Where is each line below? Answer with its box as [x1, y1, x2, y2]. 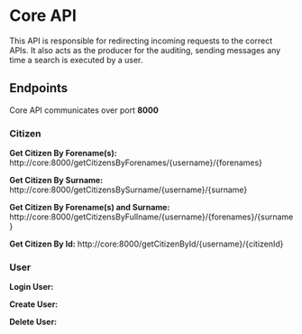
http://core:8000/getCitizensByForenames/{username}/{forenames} [9, 157, 263, 168]
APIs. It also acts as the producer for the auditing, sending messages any [9, 44, 281, 55]
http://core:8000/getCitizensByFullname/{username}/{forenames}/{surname [9, 211, 294, 222]
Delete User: [9, 317, 58, 328]
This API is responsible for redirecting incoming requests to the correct [9, 35, 273, 46]
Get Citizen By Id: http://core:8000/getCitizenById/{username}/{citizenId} [9, 238, 284, 249]
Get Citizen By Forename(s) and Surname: [9, 202, 170, 213]
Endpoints [9, 80, 69, 96]
